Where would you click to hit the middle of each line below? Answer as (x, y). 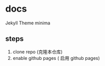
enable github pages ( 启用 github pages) (56, 58)
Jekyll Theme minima (28, 23)
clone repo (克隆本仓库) (38, 52)
